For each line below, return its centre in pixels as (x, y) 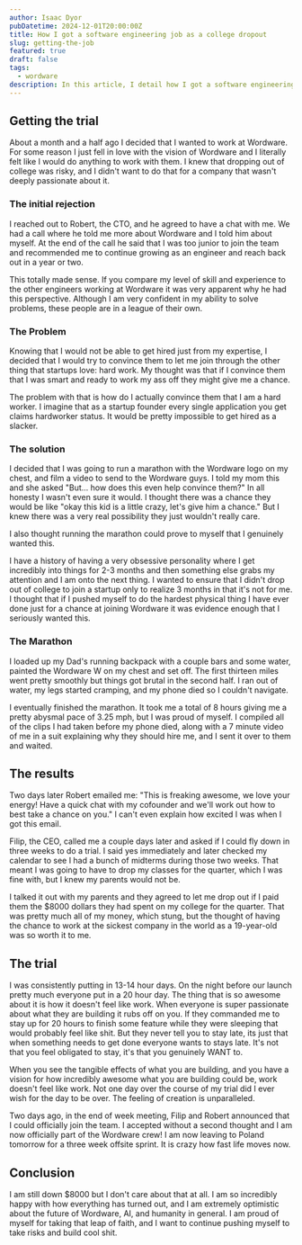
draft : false (34, 59)
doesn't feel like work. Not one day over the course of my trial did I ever (142, 1088)
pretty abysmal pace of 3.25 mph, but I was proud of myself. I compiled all (147, 717)
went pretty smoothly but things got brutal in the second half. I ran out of (144, 680)
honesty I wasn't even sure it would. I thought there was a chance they (140, 497)
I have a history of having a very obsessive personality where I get (132, 561)
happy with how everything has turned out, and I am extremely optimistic (145, 1204)
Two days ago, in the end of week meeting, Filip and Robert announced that (150, 1115)
